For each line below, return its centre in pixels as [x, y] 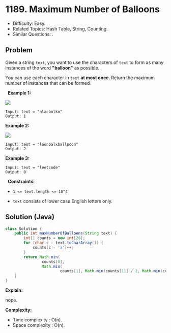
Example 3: [17, 158]
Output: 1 [16, 116]
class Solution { [24, 229]
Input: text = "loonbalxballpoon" [42, 144]
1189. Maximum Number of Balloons [83, 9]
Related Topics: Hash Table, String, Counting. [60, 28]
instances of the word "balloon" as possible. [52, 68]
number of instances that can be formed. [48, 83]
